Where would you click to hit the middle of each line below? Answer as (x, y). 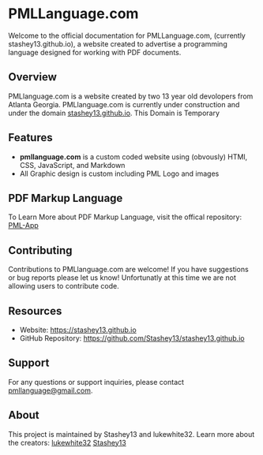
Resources (35, 311)
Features (30, 138)
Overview (33, 77)
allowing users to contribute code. (64, 286)
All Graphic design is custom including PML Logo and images (119, 173)
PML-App (24, 226)
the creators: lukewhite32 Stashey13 (67, 442)
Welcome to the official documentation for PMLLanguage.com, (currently (127, 35)
